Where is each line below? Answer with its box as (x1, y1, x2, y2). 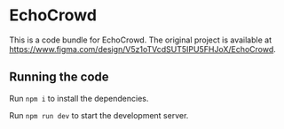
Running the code (9, 70, 109, 85)
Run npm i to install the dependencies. (9, 93, 149, 103)
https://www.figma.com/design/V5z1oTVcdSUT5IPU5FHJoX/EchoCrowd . (9, 43, 277, 54)
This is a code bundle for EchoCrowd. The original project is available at (9, 34, 272, 45)
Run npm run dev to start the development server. (9, 110, 189, 120)
